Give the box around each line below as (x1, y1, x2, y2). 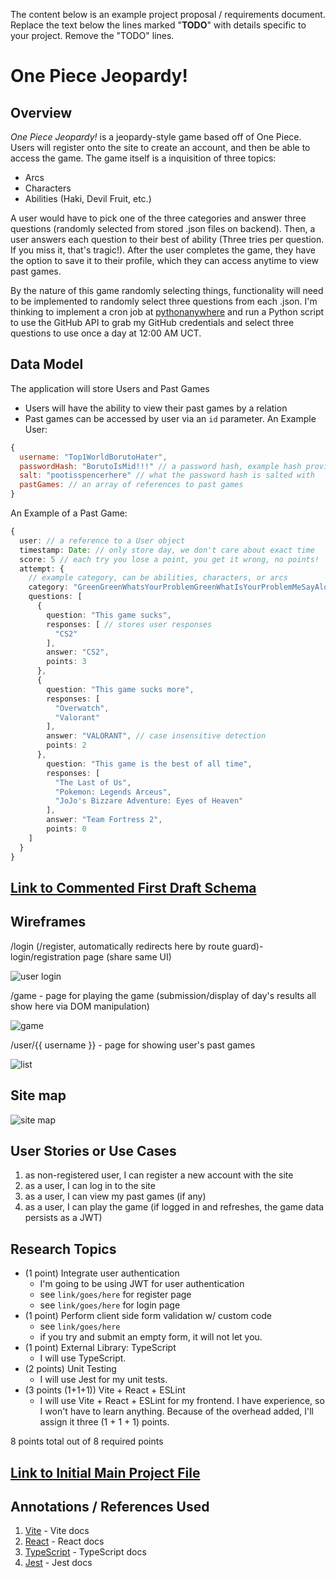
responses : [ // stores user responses (46, 619, 213, 629)
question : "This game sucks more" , (46, 684, 195, 694)
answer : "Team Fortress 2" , (46, 815, 163, 825)
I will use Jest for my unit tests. (39, 1374, 168, 1386)
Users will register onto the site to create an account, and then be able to (10, 142, 311, 153)
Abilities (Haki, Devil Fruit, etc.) (24, 193, 152, 204)
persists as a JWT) (24, 1212, 103, 1224)
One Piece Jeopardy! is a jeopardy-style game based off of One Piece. (10, 131, 302, 143)
